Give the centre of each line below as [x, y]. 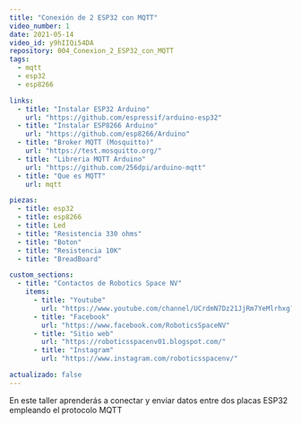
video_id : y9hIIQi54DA [52, 43]
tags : [19, 59]
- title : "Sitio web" [73, 333]
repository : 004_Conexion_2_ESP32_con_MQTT [92, 51]
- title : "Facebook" [71, 317]
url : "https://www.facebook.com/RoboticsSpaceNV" [136, 325]
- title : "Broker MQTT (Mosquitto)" [86, 143]
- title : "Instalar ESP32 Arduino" [84, 109]
